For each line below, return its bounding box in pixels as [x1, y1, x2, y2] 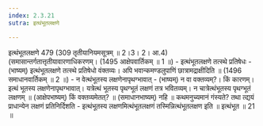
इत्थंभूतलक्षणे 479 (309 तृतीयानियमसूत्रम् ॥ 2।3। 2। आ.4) [8, 48, 168, 57]
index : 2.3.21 [8, 11, 55, 20]
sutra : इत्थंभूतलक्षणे [8, 19, 59, 27]
